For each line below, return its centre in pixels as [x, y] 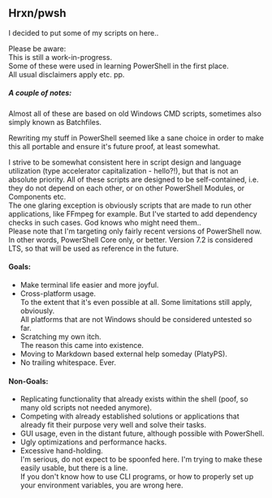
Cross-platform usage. [58, 293]
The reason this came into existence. [82, 345]
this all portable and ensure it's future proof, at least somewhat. [114, 146]
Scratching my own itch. [60, 337]
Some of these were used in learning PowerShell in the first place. [119, 66]
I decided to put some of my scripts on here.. [84, 32]
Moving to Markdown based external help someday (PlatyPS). [123, 354]
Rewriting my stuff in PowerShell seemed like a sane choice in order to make [136, 138]
